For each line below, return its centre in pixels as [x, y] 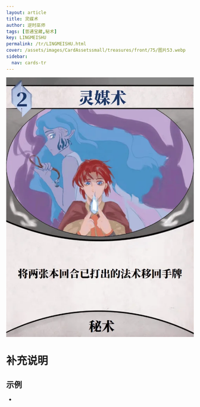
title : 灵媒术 [22, 19]
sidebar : [17, 57]
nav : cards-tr [29, 62]
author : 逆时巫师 [26, 25]
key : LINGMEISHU [26, 38]
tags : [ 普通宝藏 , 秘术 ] [32, 32]
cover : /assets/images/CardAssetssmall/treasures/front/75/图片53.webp [96, 51]
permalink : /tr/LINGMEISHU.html [46, 44]
